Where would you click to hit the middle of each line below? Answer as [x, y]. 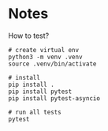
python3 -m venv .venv [45, 57]
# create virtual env [44, 50]
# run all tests [35, 112]
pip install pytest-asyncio [54, 98]
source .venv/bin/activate [52, 64]
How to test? [29, 36]
